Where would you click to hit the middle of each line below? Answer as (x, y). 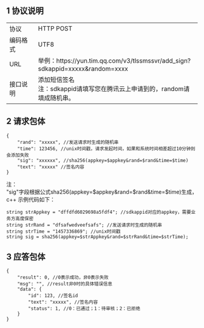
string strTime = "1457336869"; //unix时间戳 (63, 231)
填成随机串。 (56, 98)
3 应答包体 (26, 257)
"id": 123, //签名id (53, 296)
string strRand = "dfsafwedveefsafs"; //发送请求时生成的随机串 (84, 225)
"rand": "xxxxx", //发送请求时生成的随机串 (68, 142)
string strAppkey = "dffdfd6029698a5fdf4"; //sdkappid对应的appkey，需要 (99, 212)
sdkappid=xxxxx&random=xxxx (83, 69)
